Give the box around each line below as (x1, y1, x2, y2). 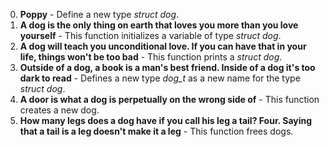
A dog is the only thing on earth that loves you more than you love (19, 19, 299, 31)
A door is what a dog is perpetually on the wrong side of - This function (19, 94, 320, 105)
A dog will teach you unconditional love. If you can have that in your (19, 40, 307, 52)
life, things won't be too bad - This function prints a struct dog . (19, 51, 283, 63)
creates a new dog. (19, 104, 100, 116)
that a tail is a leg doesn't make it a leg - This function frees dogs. (19, 125, 294, 137)
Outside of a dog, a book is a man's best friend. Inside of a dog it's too (19, 62, 316, 73)
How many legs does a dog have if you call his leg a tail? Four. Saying (19, 115, 313, 126)
